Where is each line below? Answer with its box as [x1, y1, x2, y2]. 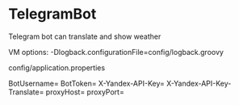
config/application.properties [8, 62, 106, 73]
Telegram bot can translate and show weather [8, 31, 161, 41]
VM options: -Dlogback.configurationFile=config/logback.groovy [8, 47, 224, 57]
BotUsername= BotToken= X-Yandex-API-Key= [8, 78, 166, 88]
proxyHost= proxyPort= [45, 86, 125, 97]
